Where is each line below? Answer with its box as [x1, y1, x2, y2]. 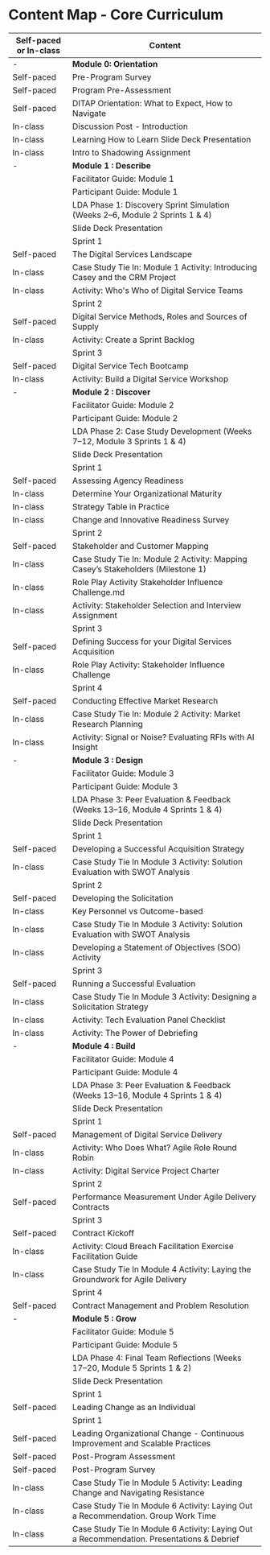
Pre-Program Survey [72, 71, 152, 82]
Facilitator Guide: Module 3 [72, 767, 174, 778]
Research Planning [72, 718, 143, 729]
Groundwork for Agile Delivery [72, 1273, 187, 1285]
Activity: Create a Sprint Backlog [72, 334, 195, 345]
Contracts [72, 1201, 110, 1212]
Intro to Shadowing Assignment [72, 146, 191, 158]
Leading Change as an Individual [72, 1401, 195, 1413]
